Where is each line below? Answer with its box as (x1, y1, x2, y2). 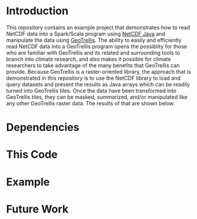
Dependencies (6, 121, 80, 134)
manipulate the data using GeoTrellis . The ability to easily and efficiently (6, 36, 182, 43)
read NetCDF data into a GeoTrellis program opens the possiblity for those (6, 43, 188, 50)
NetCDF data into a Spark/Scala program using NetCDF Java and (6, 30, 166, 37)
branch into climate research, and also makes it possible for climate (6, 55, 171, 62)
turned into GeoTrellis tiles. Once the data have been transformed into (6, 87, 177, 94)
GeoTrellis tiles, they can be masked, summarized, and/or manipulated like (6, 93, 188, 101)
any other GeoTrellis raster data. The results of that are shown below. (6, 99, 175, 107)
